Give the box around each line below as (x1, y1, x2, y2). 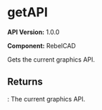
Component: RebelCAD (7, 41, 76, 50)
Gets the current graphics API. (7, 55, 95, 64)
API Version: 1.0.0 (7, 28, 60, 36)
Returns (7, 76, 44, 88)
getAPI (7, 4, 48, 21)
